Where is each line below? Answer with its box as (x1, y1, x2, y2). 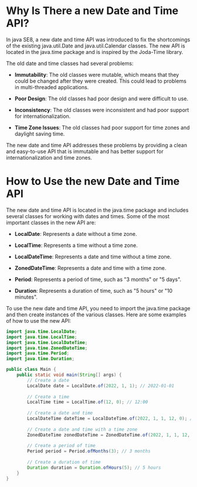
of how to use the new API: (6, 317, 72, 324)
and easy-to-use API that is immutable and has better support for (6, 148, 164, 155)
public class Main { (6, 367, 57, 373)
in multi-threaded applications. (14, 83, 89, 90)
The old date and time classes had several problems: (6, 60, 134, 67)
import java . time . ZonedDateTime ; (6, 345, 88, 351)
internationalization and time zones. (6, 154, 93, 161)
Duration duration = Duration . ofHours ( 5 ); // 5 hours (27, 465, 161, 471)
